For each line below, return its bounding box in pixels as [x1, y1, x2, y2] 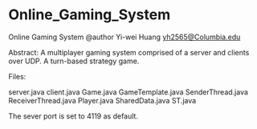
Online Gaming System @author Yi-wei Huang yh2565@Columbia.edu [8, 32, 241, 42]
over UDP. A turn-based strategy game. [8, 56, 140, 66]
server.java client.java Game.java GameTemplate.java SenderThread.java [8, 87, 249, 97]
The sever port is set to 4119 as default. [8, 111, 139, 121]
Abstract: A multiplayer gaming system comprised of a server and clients [8, 47, 250, 57]
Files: [8, 71, 27, 81]
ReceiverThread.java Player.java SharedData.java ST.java [8, 95, 197, 105]
